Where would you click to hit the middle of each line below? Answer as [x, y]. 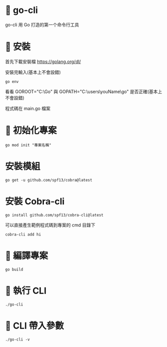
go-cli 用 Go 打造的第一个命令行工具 [42, 24]
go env [12, 81]
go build [14, 269]
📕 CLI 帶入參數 [35, 326]
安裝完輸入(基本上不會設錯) [33, 72]
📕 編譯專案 [27, 256]
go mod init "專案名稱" [28, 145]
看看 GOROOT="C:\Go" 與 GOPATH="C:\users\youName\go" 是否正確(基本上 [84, 91]
